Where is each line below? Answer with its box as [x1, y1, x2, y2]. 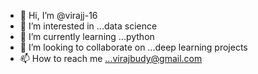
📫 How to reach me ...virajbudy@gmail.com [19, 53, 203, 64]
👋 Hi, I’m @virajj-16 [19, 10, 98, 21]
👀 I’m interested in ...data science [19, 20, 158, 32]
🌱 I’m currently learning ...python [19, 31, 155, 42]
